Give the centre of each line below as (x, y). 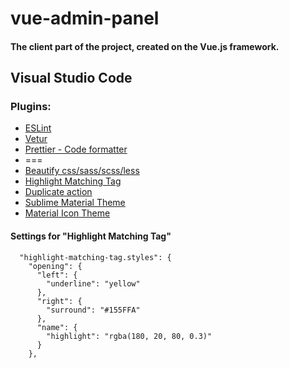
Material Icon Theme (67, 213)
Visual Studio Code (71, 78)
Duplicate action (58, 192)
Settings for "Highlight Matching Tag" (91, 236)
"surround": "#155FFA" (93, 310)
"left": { (57, 275)
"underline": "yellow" (93, 283)
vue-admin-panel (85, 18)
